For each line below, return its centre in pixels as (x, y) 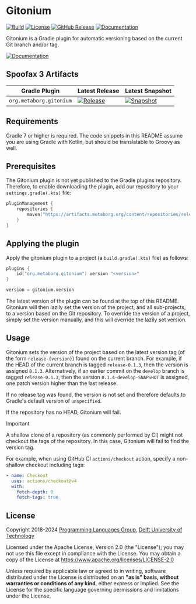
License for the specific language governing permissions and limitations (92, 590)
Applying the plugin (43, 244)
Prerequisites (31, 166)
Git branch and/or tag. (33, 44)
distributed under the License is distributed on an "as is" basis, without (92, 577)
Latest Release (98, 91)
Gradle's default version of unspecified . (54, 401)
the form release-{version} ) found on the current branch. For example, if (94, 358)
